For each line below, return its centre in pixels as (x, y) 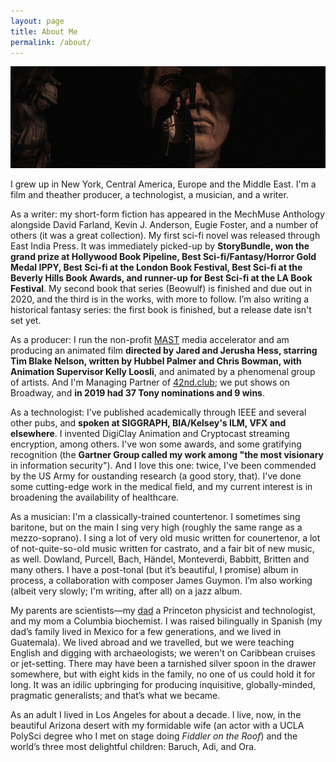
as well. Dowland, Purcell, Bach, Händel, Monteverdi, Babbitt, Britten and (160, 559)
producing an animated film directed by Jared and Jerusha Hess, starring (164, 350)
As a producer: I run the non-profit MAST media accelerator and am (150, 339)
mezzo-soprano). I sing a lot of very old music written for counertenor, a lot (165, 537)
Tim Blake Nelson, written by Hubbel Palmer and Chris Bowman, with (156, 361)
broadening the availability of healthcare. (95, 497)
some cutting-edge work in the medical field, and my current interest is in (161, 486)
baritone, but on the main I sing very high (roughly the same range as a (156, 527)
